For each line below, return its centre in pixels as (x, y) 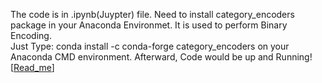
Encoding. (31, 35)
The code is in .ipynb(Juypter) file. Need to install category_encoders (152, 14)
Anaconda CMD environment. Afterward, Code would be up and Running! (161, 57)
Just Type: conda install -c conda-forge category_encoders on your (150, 46)
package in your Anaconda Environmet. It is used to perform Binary (149, 25)
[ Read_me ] (32, 67)
